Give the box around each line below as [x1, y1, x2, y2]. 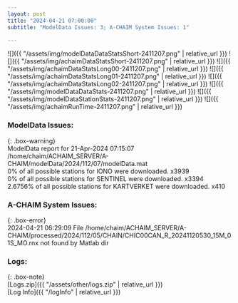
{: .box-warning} [7, 136, 56, 145]
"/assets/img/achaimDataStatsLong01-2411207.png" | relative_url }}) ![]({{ [7, 72, 222, 81]
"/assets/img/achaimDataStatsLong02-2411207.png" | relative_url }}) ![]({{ [7, 80, 224, 88]
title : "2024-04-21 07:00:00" [7, 17, 98, 24]
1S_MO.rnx [7, 238, 39, 247]
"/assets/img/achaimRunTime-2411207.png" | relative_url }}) [7, 103, 183, 111]
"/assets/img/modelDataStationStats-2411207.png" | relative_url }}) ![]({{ [7, 95, 219, 103]
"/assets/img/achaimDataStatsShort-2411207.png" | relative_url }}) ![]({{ [21, 57, 231, 66]
